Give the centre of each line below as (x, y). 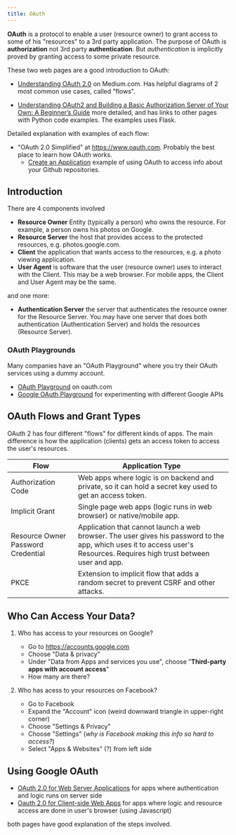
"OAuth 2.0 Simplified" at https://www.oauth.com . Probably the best (116, 147)
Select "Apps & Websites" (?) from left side (90, 749)
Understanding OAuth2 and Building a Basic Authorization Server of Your (123, 105)
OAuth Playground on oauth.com (65, 386)
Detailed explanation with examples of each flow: (78, 133)
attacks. (91, 591)
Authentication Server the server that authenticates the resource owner (122, 309)
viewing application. (46, 260)
